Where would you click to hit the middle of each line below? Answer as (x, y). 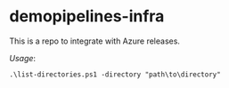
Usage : (23, 58)
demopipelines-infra (87, 16)
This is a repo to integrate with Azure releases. (95, 41)
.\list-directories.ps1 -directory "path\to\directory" (115, 74)
